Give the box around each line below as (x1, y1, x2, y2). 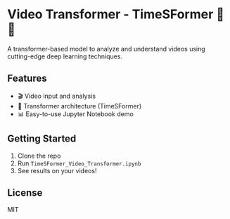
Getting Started (7, 133, 77, 145)
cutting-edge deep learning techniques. (7, 52, 123, 61)
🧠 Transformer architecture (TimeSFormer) (17, 101, 142, 110)
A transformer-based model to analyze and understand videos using (7, 44, 205, 53)
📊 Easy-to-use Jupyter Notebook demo (17, 109, 134, 118)
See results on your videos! (17, 166, 97, 175)
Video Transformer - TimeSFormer (7, 6, 214, 23)
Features (7, 73, 47, 85)
